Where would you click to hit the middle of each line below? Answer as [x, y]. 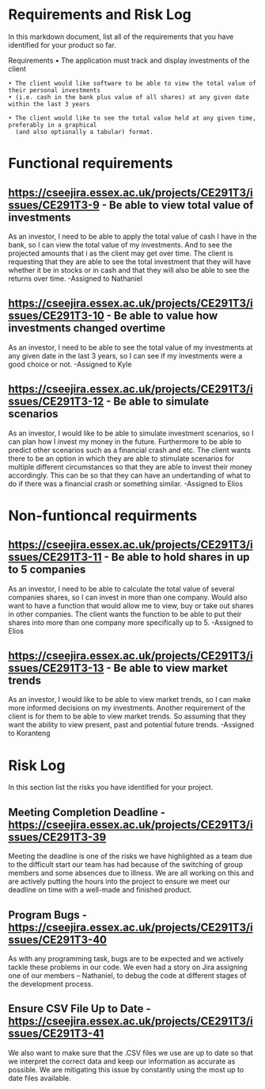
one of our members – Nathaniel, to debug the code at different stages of [127, 975]
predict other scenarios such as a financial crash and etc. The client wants [130, 450]
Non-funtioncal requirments [103, 515]
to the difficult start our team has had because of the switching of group [126, 865]
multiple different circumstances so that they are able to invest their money [130, 466]
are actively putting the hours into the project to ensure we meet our [119, 881]
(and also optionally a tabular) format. [85, 132]
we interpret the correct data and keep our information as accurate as [122, 1061]
